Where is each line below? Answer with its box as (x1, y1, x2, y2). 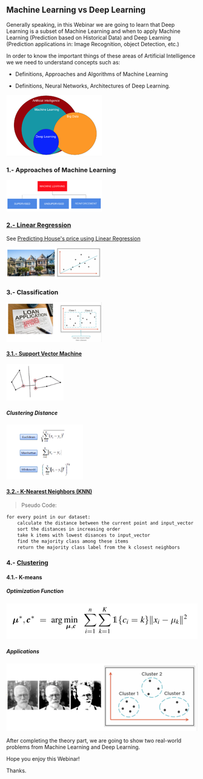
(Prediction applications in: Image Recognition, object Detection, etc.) (6, 40, 180, 47)
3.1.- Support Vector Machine (6, 350, 82, 357)
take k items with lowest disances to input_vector (17, 532, 150, 538)
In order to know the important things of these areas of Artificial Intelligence (6, 52, 196, 60)
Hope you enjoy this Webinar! (6, 755, 80, 762)
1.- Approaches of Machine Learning (6, 165, 116, 174)
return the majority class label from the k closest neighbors (17, 544, 181, 551)
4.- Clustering (6, 558, 48, 567)
